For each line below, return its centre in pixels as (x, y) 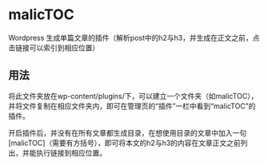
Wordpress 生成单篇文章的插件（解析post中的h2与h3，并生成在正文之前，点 (134, 37)
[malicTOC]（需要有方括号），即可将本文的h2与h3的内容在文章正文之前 (125, 143)
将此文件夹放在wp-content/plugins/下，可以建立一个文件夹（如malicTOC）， (133, 96)
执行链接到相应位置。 (71, 152)
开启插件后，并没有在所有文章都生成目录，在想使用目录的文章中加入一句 (127, 132)
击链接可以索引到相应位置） (54, 47)
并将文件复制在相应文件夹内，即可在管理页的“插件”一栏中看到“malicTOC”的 (132, 106)
